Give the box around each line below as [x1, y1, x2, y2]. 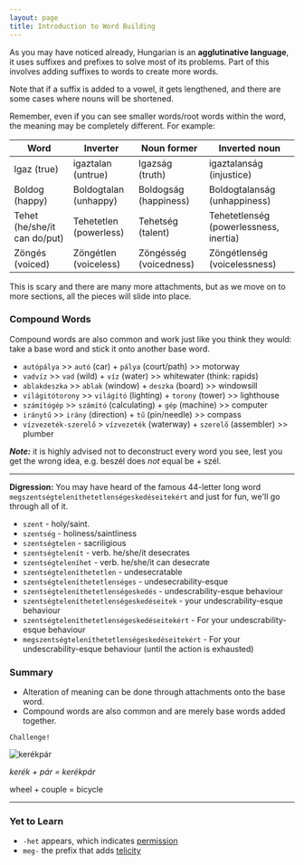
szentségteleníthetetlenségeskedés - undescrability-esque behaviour [22, 585, 283, 596]
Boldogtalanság [208, 183, 276, 196]
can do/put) [14, 232, 64, 245]
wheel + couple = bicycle [9, 784, 104, 795]
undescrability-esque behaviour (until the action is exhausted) [22, 643, 254, 654]
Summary [9, 666, 54, 678]
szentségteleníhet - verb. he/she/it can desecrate [22, 556, 211, 567]
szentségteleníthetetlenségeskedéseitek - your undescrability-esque [22, 595, 283, 606]
